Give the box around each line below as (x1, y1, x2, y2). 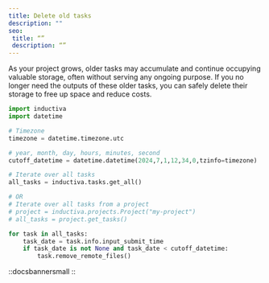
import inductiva (8, 105, 67, 113)
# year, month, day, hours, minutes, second (8, 149, 160, 157)
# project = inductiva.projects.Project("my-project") (8, 207, 197, 215)
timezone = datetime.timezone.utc (8, 134, 125, 142)
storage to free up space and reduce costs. (8, 89, 152, 99)
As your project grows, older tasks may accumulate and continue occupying (8, 64, 261, 73)
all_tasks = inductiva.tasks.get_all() (8, 178, 143, 187)
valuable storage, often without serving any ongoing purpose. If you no (8, 72, 244, 82)
